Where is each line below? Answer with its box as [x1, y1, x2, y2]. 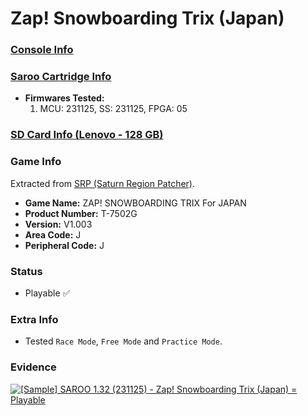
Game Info [10, 155, 62, 169]
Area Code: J [24, 228, 82, 241]
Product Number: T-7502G [24, 207, 138, 219]
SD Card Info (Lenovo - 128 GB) [10, 128, 164, 142]
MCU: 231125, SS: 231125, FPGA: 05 [39, 103, 188, 115]
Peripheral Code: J [24, 239, 105, 251]
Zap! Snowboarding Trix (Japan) [10, 7, 285, 30]
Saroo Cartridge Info [10, 70, 112, 84]
